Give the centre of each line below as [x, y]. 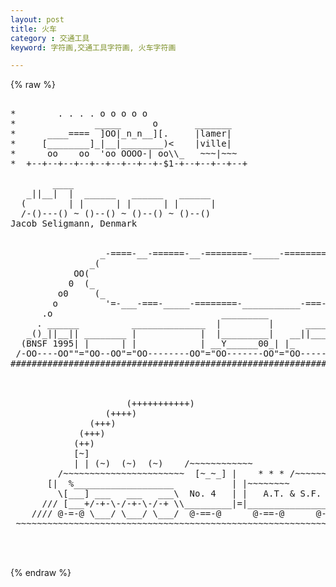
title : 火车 [33, 29]
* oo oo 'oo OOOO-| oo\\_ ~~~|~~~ [124, 154]
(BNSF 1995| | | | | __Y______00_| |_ [158, 344]
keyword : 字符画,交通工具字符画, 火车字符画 [93, 47]
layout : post [37, 19]
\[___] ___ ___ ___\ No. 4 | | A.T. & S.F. [189, 494]
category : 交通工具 [50, 38]
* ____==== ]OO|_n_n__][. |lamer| [121, 134]
